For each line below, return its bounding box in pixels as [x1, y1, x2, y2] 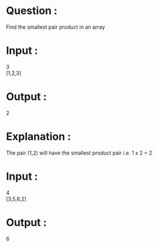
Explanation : [6, 130, 71, 143]
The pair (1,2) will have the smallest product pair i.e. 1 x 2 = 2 [6, 149, 153, 156]
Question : [6, 4, 57, 18]
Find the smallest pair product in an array [6, 23, 105, 30]
